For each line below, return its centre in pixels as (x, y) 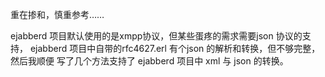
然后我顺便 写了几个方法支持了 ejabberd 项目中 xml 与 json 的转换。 (149, 61)
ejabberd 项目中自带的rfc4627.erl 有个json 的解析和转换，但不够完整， (175, 48)
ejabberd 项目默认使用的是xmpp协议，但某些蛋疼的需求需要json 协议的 (156, 36)
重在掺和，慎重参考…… (57, 14)
